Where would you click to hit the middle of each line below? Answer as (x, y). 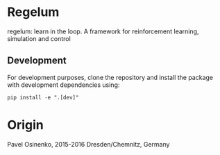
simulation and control (39, 38)
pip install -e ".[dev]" (43, 97)
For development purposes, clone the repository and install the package (110, 77)
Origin (25, 125)
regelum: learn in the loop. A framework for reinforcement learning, (103, 31)
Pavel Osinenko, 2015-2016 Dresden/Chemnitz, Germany (88, 144)
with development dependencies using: (64, 85)
